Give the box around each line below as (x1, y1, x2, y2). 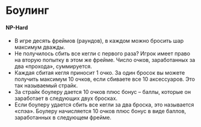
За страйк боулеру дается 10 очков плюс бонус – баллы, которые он (14, 88, 191, 96)
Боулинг (5, 4, 49, 17)
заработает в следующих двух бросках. (14, 94, 118, 102)
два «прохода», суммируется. (14, 63, 92, 70)
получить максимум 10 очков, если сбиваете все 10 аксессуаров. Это (14, 76, 195, 83)
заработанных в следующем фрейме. (14, 114, 112, 121)
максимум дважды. (14, 43, 66, 51)
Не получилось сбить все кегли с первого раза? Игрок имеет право (14, 50, 191, 57)
